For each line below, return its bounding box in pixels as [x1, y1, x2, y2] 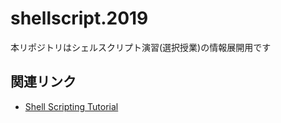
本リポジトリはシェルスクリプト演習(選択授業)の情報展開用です [10, 41, 272, 53]
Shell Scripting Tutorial [24, 100, 119, 112]
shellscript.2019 [10, 7, 149, 30]
